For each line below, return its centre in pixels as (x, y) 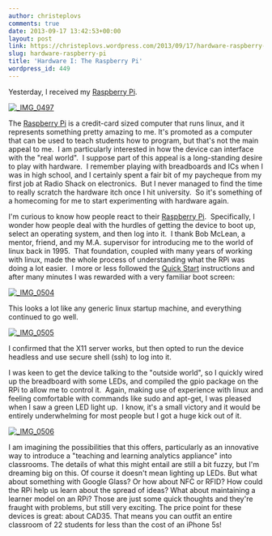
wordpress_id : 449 (39, 69)
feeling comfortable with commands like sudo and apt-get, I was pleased (130, 398)
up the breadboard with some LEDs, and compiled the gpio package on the (134, 381)
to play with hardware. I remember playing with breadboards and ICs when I (136, 166)
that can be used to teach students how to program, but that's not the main (134, 140)
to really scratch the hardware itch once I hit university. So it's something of (136, 192)
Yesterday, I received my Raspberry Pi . (73, 92)
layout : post (30, 39)
